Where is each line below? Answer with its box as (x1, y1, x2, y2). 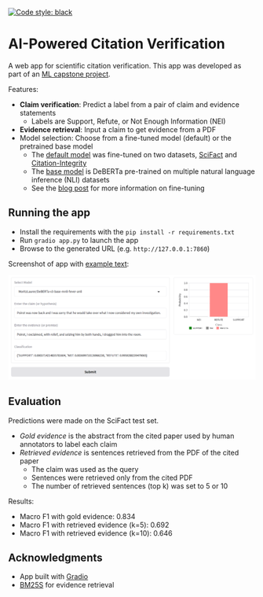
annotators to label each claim (19, 439, 118, 448)
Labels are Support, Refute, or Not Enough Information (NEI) (31, 116, 226, 126)
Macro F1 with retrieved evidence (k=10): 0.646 (19, 528, 173, 538)
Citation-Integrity (31, 158, 87, 168)
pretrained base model (19, 142, 93, 151)
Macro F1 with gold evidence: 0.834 (19, 511, 136, 521)
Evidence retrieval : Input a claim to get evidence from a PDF (19, 124, 217, 134)
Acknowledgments (8, 551, 104, 565)
